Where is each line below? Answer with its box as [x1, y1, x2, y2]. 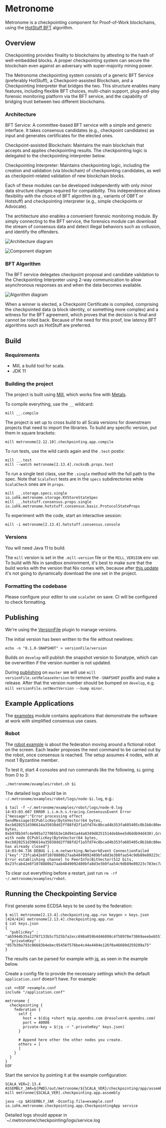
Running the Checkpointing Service [5, 889, 117, 898]
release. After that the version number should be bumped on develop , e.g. [5, 680, 155, 686]
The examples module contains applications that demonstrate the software [5, 712, 158, 718]
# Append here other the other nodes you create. [18, 1037, 123, 1042]
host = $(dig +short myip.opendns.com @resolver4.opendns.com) [23, 1016, 156, 1021]
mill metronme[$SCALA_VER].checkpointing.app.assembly [5, 1090, 121, 1095]
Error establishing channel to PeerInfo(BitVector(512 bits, [5, 857, 134, 862]
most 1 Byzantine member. [5, 757, 59, 763]
